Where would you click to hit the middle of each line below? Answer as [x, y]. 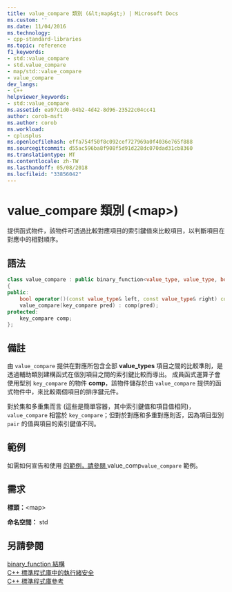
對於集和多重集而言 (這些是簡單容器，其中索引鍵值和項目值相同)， [101, 407]
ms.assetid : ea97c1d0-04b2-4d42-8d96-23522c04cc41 [81, 110]
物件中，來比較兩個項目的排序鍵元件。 [67, 392]
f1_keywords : [26, 52]
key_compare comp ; [46, 318]
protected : [23, 312]
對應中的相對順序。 [35, 240]
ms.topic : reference [37, 46]
